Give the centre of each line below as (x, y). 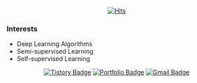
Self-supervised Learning (53, 59)
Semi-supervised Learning (55, 52)
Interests (22, 29)
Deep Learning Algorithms (54, 44)
